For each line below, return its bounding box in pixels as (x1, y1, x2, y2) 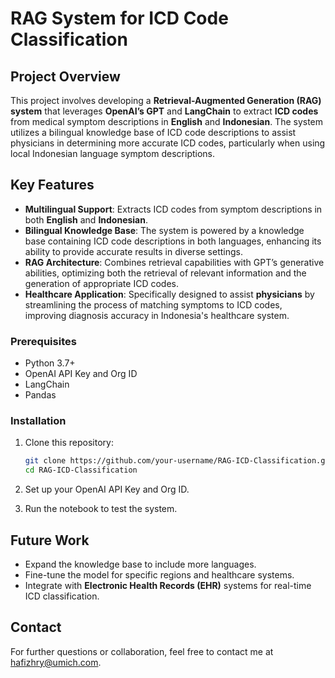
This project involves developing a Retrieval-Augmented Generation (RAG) (10, 95, 322, 106)
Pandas (24, 389, 57, 401)
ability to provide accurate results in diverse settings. (24, 245, 244, 257)
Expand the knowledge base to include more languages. (24, 558, 257, 570)
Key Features (10, 177, 95, 194)
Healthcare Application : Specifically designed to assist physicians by (24, 288, 315, 300)
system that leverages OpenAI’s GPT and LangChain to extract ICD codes (10, 105, 319, 117)
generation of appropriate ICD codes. (24, 277, 179, 289)
